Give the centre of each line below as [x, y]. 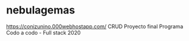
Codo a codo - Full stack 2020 [44, 32]
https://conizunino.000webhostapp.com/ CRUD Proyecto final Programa [94, 26]
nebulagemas [41, 10]
